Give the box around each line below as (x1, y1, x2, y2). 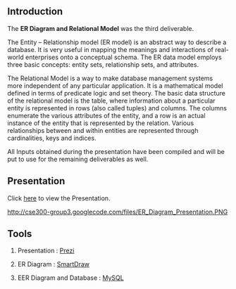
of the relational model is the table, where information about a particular (7, 96, 216, 105)
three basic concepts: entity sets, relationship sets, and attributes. (7, 60, 199, 69)
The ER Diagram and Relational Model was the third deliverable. (7, 24, 194, 32)
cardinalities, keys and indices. (7, 134, 97, 142)
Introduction (7, 6, 63, 18)
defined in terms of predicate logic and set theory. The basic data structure (7, 89, 226, 97)
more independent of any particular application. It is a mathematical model (7, 81, 223, 90)
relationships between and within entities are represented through (7, 126, 199, 134)
